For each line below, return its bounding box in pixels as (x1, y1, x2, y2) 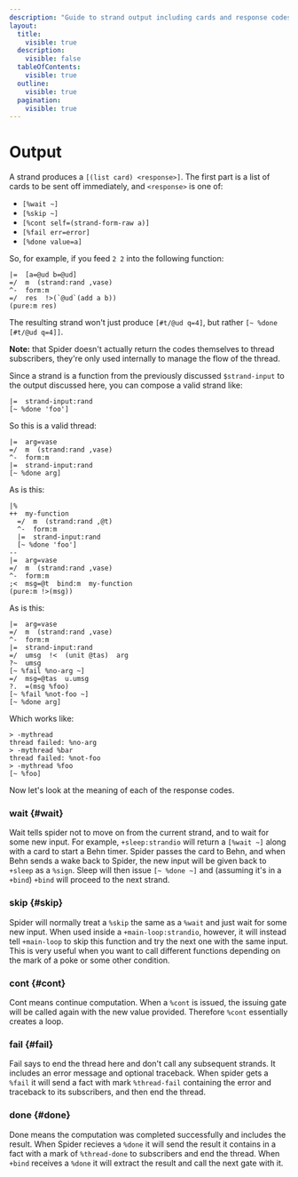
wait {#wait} (9, 807, 64, 820)
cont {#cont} (9, 977, 67, 989)
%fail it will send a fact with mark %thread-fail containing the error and (9, 1077, 272, 1088)
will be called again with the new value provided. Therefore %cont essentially (9, 1006, 288, 1018)
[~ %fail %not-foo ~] (9, 690, 90, 699)
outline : (17, 79, 50, 88)
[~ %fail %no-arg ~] (9, 667, 86, 676)
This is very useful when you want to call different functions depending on (9, 945, 281, 956)
